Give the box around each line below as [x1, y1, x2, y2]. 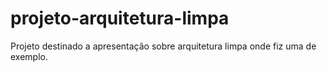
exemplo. [10, 50, 48, 62]
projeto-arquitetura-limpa [10, 7, 230, 30]
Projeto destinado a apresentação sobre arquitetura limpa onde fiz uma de [10, 40, 317, 52]
